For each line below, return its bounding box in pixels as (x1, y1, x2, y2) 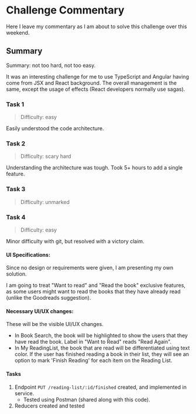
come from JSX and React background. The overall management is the (6, 79, 177, 86)
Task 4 (6, 213, 26, 221)
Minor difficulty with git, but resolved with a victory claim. (6, 237, 145, 245)
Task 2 (6, 139, 26, 147)
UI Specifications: (6, 251, 51, 258)
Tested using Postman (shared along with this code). (23, 396, 150, 403)
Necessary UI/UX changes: (6, 307, 74, 314)
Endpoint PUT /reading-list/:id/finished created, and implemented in (14, 384, 187, 391)
